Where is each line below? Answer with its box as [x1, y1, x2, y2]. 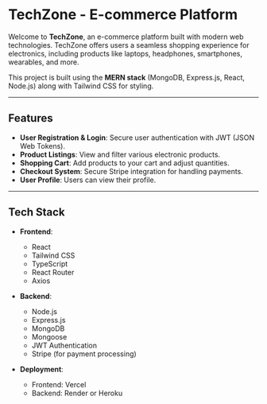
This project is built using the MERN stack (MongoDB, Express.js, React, [8, 72, 245, 82]
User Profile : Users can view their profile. [19, 175, 157, 185]
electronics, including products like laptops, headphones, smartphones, [8, 49, 243, 58]
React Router [31, 267, 75, 277]
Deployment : [19, 364, 64, 374]
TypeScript [31, 258, 68, 268]
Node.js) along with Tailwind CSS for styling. [8, 81, 154, 91]
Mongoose [31, 332, 68, 341]
